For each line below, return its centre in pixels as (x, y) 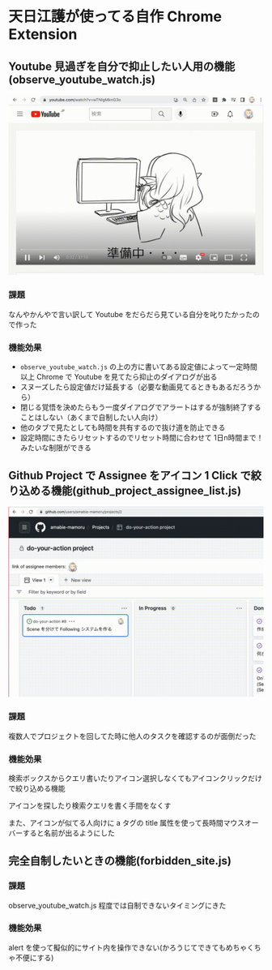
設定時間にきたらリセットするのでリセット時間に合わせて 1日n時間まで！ (142, 437)
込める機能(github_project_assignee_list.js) (130, 491)
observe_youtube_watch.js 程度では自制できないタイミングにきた (117, 905)
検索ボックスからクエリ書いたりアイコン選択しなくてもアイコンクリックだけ (136, 778)
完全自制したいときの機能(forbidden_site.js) (120, 861)
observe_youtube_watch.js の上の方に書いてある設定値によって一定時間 (138, 367)
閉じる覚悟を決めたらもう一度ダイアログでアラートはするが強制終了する (140, 407)
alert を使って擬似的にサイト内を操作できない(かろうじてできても (117, 947)
